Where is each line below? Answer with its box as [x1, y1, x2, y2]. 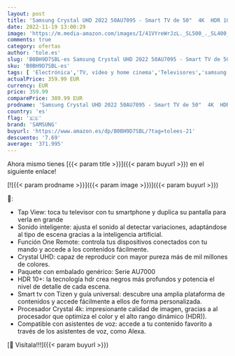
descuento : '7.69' [7, 134, 61, 141]
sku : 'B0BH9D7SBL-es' [7, 62, 71, 69]
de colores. [17, 260, 50, 268]
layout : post [7, 10, 45, 18]
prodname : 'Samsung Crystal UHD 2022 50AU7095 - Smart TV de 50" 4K [7, 102, 215, 109]
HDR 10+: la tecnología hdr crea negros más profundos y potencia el [17, 275, 215, 284]
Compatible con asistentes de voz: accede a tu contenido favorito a [17, 320, 213, 328]
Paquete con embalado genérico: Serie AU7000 [17, 268, 156, 276]
